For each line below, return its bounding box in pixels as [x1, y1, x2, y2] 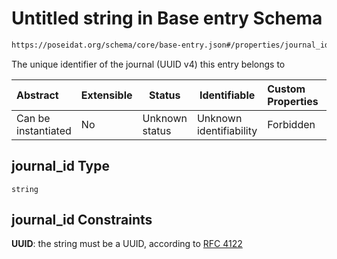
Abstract [16, 88, 59, 102]
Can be [16, 111, 51, 125]
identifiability [196, 123, 258, 137]
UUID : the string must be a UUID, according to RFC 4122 [11, 238, 243, 250]
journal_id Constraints [11, 212, 153, 229]
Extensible [80, 88, 133, 102]
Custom [267, 82, 306, 96]
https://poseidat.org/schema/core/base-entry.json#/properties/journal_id [11, 40, 330, 50]
